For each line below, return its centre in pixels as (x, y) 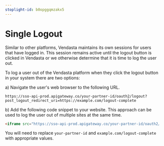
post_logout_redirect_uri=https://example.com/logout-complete (71, 100)
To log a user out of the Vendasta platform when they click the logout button (82, 73)
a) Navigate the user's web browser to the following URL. (62, 87)
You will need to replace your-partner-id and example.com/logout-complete (81, 133)
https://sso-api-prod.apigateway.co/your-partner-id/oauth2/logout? (76, 96)
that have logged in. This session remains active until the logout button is (78, 52)
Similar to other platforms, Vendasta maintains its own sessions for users (78, 48)
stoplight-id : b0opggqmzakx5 (35, 10)
